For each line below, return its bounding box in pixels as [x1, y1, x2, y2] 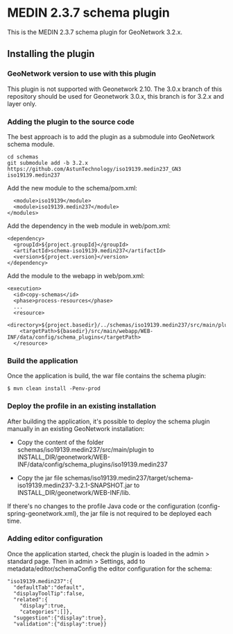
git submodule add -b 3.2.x [7, 159, 89, 166]
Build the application [7, 356, 78, 366]
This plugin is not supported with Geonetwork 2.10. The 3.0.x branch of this [7, 85, 223, 93]
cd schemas [7, 153, 39, 161]
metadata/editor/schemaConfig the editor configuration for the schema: [7, 564, 212, 573]
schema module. [7, 140, 55, 148]
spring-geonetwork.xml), [7, 509, 78, 517]
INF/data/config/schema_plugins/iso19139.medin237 [17, 460, 168, 469]
